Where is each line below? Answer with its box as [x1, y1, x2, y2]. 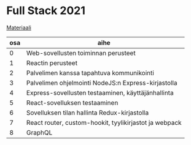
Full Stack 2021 [6, 4, 86, 18]
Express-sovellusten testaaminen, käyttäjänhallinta [26, 88, 174, 97]
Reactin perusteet [26, 59, 78, 67]
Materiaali [6, 24, 32, 31]
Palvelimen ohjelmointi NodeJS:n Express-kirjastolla [26, 78, 177, 87]
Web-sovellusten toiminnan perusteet [26, 48, 136, 57]
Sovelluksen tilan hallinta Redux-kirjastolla [26, 108, 149, 117]
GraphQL [26, 128, 53, 136]
